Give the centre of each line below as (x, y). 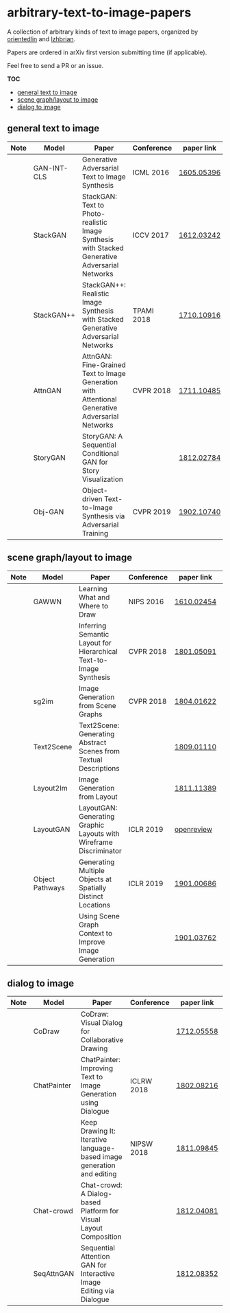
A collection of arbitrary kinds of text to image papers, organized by (103, 32)
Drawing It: (98, 1131)
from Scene (97, 705)
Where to (93, 606)
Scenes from (99, 751)
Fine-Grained (104, 364)
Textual (90, 760)
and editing (99, 1174)
